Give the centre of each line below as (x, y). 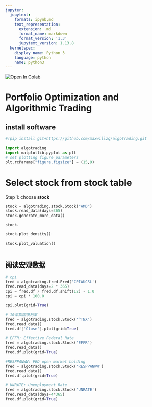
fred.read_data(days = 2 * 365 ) (37, 286)
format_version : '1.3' (43, 39)
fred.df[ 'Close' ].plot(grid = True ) (42, 329)
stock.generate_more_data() (35, 216)
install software (31, 127)
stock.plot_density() (28, 234)
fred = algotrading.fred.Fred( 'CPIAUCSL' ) (51, 282)
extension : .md (35, 29)
